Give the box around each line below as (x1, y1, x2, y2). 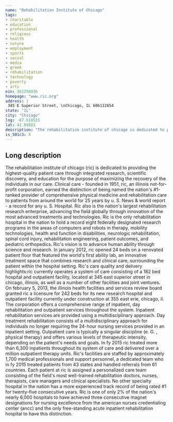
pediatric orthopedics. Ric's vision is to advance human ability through (5, 241, 155, 248)
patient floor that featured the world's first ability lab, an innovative (5, 252, 147, 258)
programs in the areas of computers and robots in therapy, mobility (5, 225, 148, 231)
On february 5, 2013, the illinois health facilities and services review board (5, 285, 162, 291)
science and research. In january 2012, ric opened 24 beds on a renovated (5, 247, 164, 253)
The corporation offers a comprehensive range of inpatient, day (5, 302, 141, 308)
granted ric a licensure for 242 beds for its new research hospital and (5, 290, 153, 296)
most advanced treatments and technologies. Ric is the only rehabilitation (5, 214, 161, 220)
